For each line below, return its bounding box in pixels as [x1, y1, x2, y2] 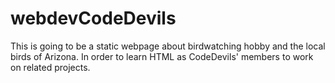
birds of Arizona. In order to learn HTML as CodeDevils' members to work [10, 50, 314, 62]
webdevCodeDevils [10, 7, 177, 30]
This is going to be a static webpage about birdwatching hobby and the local [10, 40, 326, 52]
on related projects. [10, 61, 91, 73]
